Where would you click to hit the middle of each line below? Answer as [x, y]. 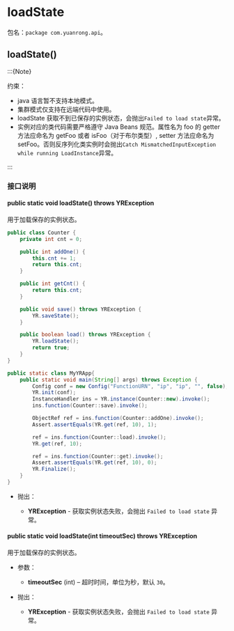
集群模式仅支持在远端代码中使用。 [66, 109]
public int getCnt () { [53, 284]
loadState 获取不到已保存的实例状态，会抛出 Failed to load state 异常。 [121, 118]
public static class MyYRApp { [51, 373]
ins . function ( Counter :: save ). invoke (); [90, 406]
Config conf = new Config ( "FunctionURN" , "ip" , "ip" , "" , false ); [131, 386]
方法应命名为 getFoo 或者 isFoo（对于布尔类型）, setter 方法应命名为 [116, 135]
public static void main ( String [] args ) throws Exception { [109, 380]
